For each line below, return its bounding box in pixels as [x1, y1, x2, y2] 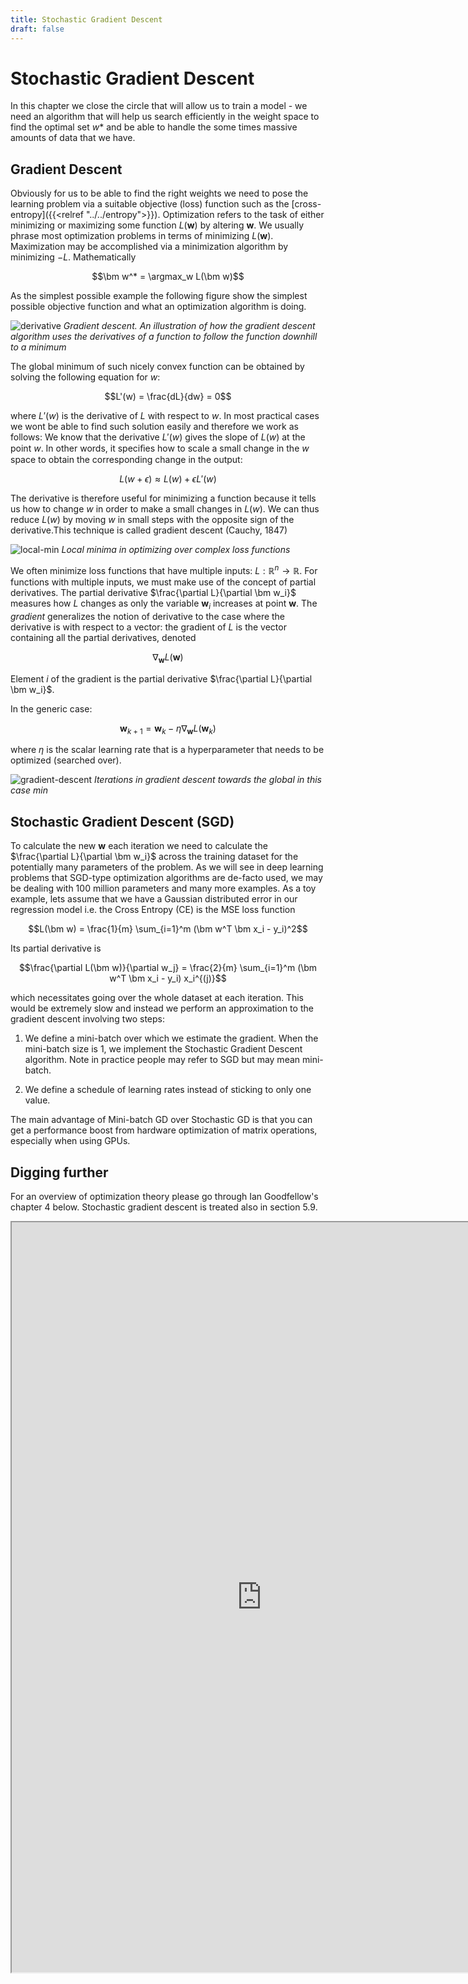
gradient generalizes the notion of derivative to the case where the [10, 610, 286, 622]
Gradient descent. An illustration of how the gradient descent [63, 320, 316, 332]
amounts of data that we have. [10, 132, 136, 144]
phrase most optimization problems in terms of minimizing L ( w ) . [10, 230, 274, 242]
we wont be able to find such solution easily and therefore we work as [10, 421, 299, 433]
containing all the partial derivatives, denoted [10, 631, 197, 643]
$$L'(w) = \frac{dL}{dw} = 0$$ [104, 391, 232, 403]
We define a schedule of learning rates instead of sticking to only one [24, 1084, 312, 1096]
